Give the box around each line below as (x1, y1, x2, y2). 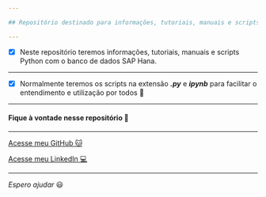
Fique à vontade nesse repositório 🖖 (8, 113, 129, 123)
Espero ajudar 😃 (8, 180, 64, 189)
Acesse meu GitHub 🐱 (8, 138, 83, 147)
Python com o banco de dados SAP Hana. (19, 56, 157, 66)
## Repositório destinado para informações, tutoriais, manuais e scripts (8, 18, 260, 26)
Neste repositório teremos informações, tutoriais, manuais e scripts (19, 47, 240, 56)
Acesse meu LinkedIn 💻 (8, 153, 88, 163)
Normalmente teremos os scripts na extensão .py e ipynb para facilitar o (19, 78, 257, 88)
